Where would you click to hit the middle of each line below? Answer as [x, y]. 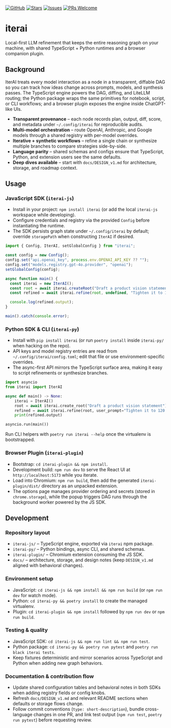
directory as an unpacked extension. [80, 486]
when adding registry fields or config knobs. [59, 693]
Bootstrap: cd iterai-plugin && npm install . [60, 464]
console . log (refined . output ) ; [42, 302]
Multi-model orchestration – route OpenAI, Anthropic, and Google [82, 130]
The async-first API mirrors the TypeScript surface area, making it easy [88, 367]
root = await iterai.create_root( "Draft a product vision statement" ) [91, 406]
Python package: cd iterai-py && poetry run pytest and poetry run [85, 647]
